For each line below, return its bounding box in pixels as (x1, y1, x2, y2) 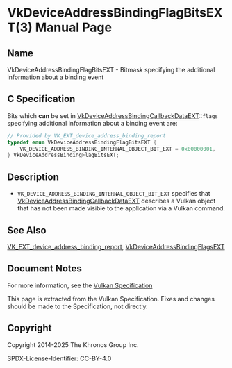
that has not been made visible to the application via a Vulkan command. (17, 204, 226, 212)
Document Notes (7, 262, 82, 275)
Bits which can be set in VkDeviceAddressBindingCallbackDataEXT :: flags (7, 111, 219, 119)
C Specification (7, 93, 76, 105)
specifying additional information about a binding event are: (7, 119, 178, 127)
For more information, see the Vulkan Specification (7, 281, 153, 290)
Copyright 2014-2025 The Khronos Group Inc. (7, 340, 139, 349)
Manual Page (35, 19, 113, 35)
